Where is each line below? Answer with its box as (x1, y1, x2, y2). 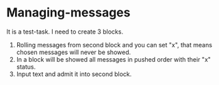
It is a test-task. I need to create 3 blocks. (6, 27, 124, 36)
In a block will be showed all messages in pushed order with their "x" (16, 55, 211, 63)
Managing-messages (6, 5, 131, 21)
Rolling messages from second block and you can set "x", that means (16, 40, 213, 49)
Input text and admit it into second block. (16, 70, 132, 78)
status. (16, 62, 36, 71)
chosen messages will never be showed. (16, 48, 131, 56)
